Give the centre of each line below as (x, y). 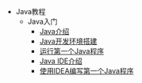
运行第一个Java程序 (72, 51)
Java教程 (31, 11)
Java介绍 (54, 31)
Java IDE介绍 (61, 61)
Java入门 (42, 21)
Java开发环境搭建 (68, 41)
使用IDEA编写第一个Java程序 (86, 71)
